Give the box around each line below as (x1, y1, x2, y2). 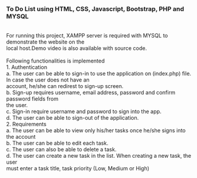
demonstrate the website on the (6, 38, 85, 46)
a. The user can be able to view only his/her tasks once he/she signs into (6, 127, 186, 134)
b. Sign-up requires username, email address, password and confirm (6, 89, 176, 96)
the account (6, 133, 36, 140)
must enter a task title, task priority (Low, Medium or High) (6, 165, 150, 172)
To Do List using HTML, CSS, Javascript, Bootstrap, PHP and (6, 5, 184, 13)
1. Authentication (6, 64, 48, 71)
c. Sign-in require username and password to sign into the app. (6, 108, 162, 115)
